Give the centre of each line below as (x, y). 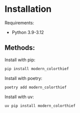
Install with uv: (19, 97)
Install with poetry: (23, 78)
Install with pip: (20, 60)
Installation (28, 9)
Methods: (20, 48)
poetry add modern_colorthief (36, 87)
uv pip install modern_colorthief (40, 106)
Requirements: (19, 23)
